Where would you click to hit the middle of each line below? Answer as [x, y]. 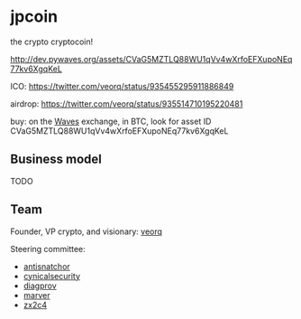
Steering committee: [48, 249]
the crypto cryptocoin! [52, 42]
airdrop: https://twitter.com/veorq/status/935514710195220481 [127, 103]
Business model [56, 159]
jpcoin [34, 17]
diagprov [40, 286]
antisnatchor [46, 266]
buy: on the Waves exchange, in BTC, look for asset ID [111, 121]
